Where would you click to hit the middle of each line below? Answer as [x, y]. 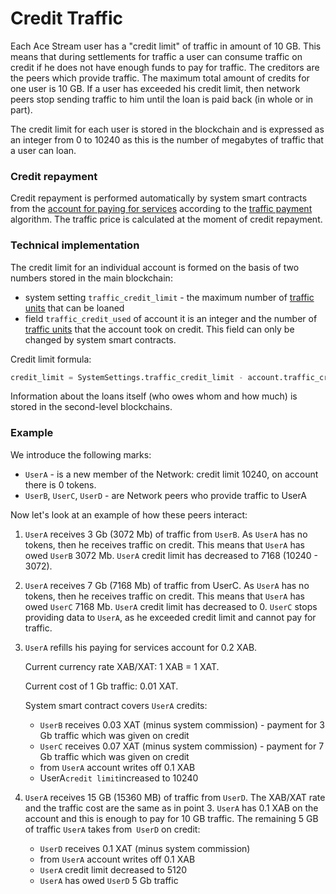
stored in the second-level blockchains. [91, 407]
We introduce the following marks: [81, 454]
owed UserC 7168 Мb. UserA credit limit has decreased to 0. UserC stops [171, 606]
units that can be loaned [74, 308]
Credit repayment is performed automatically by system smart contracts [159, 198]
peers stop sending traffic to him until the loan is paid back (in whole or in [162, 99]
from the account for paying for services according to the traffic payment [161, 209]
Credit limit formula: [51, 359]
